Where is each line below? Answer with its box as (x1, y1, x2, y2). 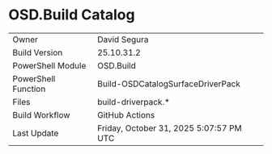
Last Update (12, 127, 59, 139)
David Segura (96, 34, 149, 45)
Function (12, 83, 46, 94)
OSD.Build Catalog (8, 6, 135, 24)
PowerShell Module (12, 60, 87, 71)
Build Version (12, 47, 63, 58)
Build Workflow (12, 109, 70, 120)
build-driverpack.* (96, 96, 170, 107)
